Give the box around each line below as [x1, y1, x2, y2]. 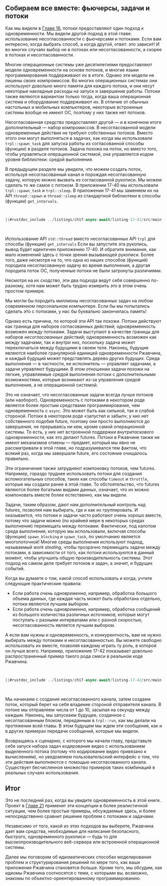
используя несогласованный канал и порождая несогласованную [5, 171, 147, 177]
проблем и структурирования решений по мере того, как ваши [5, 859, 141, 865]
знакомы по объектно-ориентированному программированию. [5, 875, 141, 881]
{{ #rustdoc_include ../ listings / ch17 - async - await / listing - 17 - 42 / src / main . [5, 678, 164, 683]
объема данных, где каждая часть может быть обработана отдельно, [12, 595, 162, 601]
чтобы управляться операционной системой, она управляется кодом [5, 151, 154, 157]
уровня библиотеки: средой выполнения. [5, 156, 93, 162]
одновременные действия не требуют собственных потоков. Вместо [5, 130, 153, 136]
